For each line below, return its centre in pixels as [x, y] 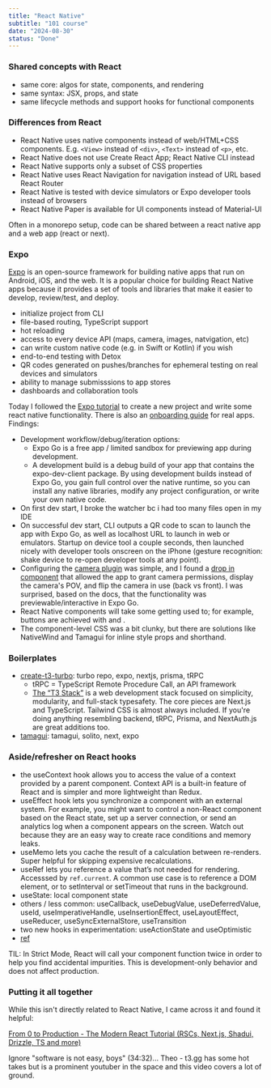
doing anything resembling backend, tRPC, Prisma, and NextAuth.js [144, 719]
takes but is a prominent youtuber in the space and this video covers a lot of [135, 1067]
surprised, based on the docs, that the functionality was [113, 594]
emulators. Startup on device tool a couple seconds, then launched [132, 542]
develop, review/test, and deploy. [64, 298]
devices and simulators [59, 374]
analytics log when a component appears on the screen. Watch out [132, 826]
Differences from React [55, 122]
